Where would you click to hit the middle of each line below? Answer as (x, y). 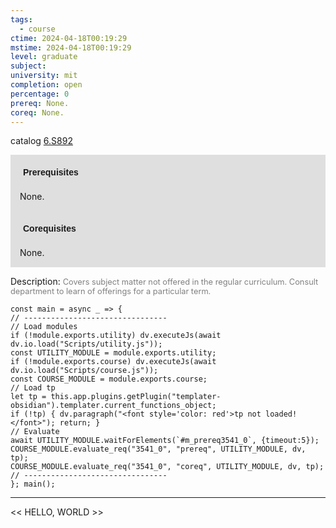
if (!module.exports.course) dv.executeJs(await (113, 362)
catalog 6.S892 (41, 141)
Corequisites (50, 229)
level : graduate (44, 57)
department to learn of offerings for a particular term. (111, 291)
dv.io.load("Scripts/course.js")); (84, 371)
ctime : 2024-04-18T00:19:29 (69, 38)
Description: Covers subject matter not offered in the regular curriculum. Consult (164, 282)
